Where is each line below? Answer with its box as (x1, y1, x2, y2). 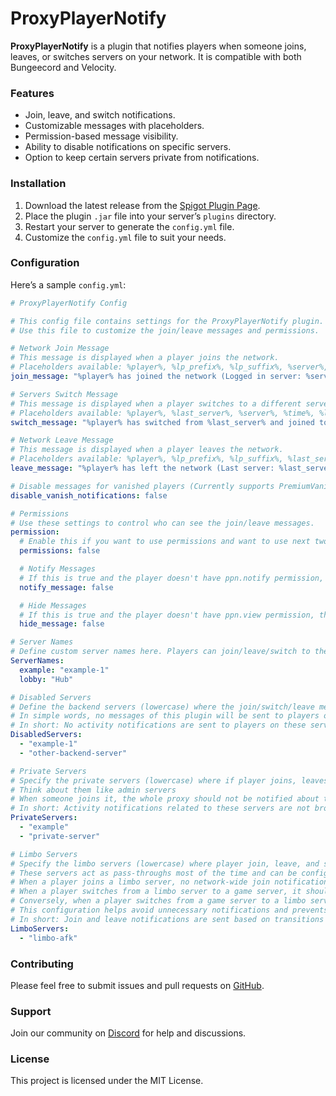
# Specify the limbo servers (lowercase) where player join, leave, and (10, 858, 320, 869)
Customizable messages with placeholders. (24, 120, 205, 132)
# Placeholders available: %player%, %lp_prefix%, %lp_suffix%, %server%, (10, 362, 329, 372)
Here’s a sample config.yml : (10, 278, 127, 291)
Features (10, 86, 55, 100)
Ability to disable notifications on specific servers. (24, 141, 232, 153)
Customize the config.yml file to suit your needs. (24, 231, 227, 243)
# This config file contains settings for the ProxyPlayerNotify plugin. (10, 316, 325, 326)
